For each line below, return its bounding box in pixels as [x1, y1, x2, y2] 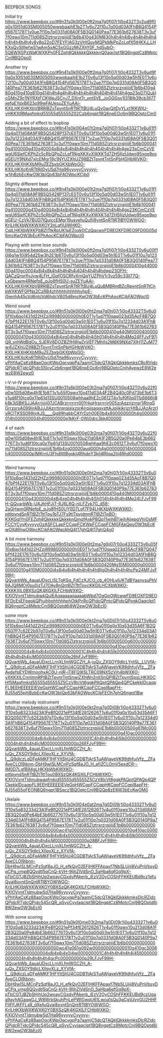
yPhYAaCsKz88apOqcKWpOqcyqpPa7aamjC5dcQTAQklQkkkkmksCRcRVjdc [5, 360, 158, 366]
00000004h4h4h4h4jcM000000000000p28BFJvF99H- [5, 837, 118, 843]
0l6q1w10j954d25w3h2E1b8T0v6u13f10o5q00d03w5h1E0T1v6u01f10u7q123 [5, 252, 157, 258]
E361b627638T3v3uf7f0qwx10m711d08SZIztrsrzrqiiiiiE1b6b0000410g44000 [5, 263, 158, 268]
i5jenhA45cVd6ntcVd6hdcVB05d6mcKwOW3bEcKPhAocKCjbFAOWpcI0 [5, 294, 149, 299]
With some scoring [5, 914, 43, 920]
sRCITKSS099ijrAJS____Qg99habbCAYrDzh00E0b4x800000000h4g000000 [5, 410, 158, 416]
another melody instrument [5, 699, 59, 705]
